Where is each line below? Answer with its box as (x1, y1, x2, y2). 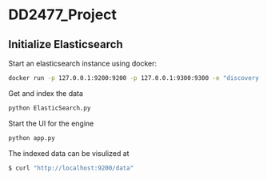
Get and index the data (8, 88, 84, 98)
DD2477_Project (8, 6, 118, 24)
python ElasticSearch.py (8, 104, 91, 112)
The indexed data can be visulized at (8, 148, 130, 158)
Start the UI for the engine (8, 118, 94, 128)
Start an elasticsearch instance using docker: (8, 58, 157, 68)
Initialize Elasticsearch (8, 38, 123, 51)
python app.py (8, 134, 56, 142)
